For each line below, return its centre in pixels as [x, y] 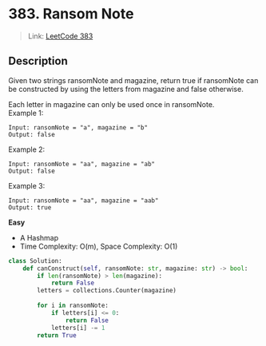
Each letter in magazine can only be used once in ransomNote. [111, 104]
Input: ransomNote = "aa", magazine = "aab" [83, 201]
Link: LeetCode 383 [60, 36]
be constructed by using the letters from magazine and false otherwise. [126, 89]
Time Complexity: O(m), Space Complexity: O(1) [99, 246]
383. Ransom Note [71, 14]
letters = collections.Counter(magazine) [107, 291]
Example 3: [27, 185]
